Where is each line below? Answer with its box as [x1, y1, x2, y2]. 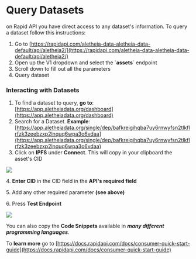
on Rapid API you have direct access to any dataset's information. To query [6, 23, 188, 30]
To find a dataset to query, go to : [14, 99, 94, 106]
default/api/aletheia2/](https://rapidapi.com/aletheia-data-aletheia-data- [14, 46, 190, 53]
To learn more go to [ [6, 240, 58, 247]
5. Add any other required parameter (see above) [6, 189, 125, 196]
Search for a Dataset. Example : [14, 118, 91, 125]
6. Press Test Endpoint [6, 200, 62, 208]
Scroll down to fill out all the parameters [14, 65, 111, 72]
